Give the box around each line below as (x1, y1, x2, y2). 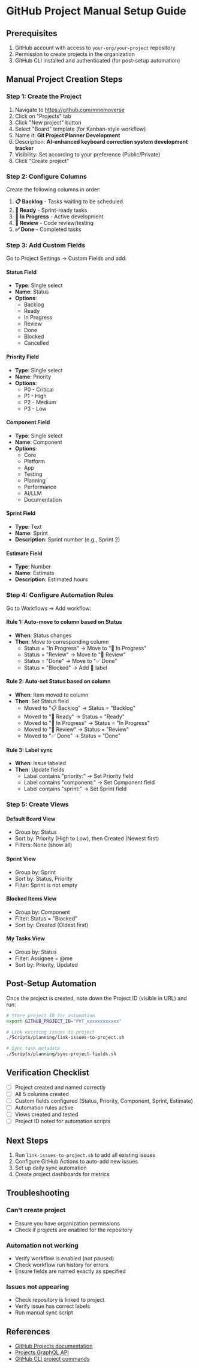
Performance (23, 483, 57, 490)
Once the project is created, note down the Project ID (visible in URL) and (6, 994, 187, 1002)
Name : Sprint (14, 529, 48, 537)
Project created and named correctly (14, 1083, 106, 1091)
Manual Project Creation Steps (6, 74, 123, 85)
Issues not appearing (6, 1283, 70, 1291)
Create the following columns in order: (6, 185, 101, 193)
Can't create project (6, 1206, 66, 1215)
